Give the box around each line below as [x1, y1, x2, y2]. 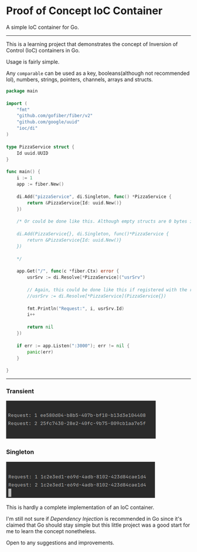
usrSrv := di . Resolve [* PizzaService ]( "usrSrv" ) [27, 275, 145, 280]
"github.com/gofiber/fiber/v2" [16, 113, 93, 119]
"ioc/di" [16, 125, 38, 131]
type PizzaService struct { [6, 144, 75, 150]
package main [6, 88, 38, 94]
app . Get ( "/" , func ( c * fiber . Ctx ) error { [16, 268, 120, 275]
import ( [6, 100, 28, 107]
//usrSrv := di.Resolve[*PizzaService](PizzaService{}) [27, 293, 167, 299]
